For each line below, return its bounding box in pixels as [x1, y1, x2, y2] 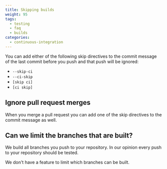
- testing [9, 21, 30, 26]
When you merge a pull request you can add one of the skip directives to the [5, 111, 162, 117]
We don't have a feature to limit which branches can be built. [5, 160, 130, 166]
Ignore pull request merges [5, 98, 91, 107]
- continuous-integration [9, 40, 64, 45]
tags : [5, 16, 16, 21]
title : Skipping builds [5, 7, 55, 12]
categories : [5, 35, 30, 40]
